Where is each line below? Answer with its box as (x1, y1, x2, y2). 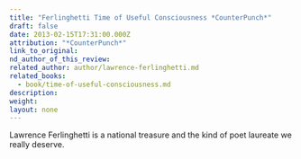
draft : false (9, 22, 59, 31)
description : (9, 88, 59, 97)
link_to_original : (9, 47, 78, 56)
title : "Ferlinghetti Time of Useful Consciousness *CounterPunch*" (9, 13, 272, 22)
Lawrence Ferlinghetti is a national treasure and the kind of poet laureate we (9, 129, 293, 140)
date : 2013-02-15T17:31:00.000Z (9, 30, 131, 39)
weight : (9, 96, 39, 106)
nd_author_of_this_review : (9, 55, 111, 64)
